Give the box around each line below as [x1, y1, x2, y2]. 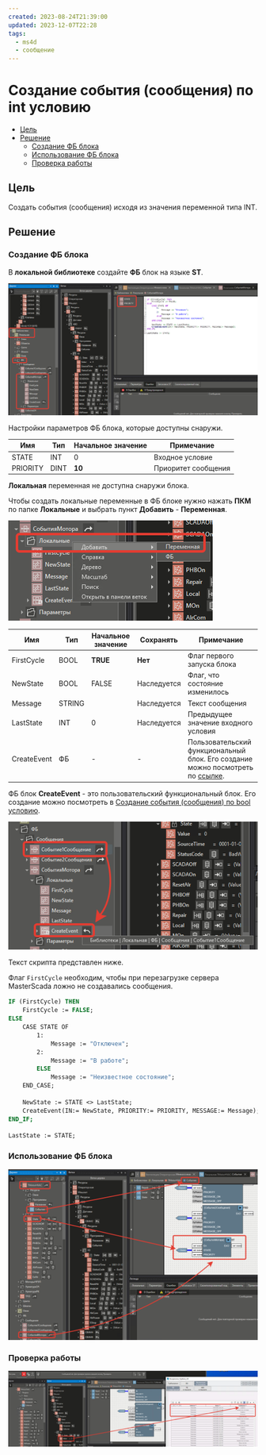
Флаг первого [187, 651, 234, 660]
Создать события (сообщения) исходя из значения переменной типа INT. [8, 202, 257, 212]
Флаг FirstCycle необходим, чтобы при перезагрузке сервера [8, 973, 219, 983]
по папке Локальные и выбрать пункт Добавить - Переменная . [8, 505, 227, 514]
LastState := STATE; [8, 1132, 77, 1140]
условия [187, 726, 216, 736]
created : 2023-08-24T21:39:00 [8, 13, 108, 21]
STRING [59, 699, 85, 708]
